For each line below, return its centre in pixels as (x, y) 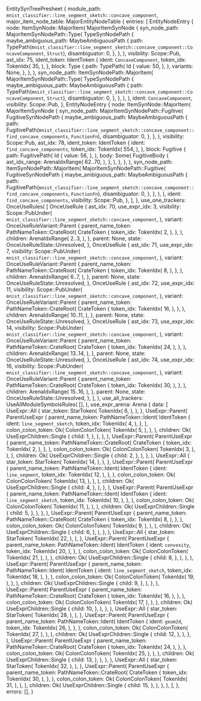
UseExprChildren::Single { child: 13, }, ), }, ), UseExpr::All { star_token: (92, 660)
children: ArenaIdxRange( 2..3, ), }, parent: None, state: (74, 238)
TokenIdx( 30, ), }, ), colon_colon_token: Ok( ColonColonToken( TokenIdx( (97, 679)
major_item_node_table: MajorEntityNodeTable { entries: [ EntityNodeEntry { (100, 21)
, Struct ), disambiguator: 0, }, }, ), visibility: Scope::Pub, (112, 53)
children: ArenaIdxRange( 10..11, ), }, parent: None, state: (76, 315)
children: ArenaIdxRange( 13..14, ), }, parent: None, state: (76, 353)
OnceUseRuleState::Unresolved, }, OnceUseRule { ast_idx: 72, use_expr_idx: (100, 283)
